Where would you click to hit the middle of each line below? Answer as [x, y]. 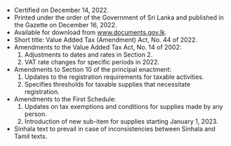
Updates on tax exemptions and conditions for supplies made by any [124, 107]
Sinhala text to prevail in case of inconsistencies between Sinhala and [114, 129]
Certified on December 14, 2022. [61, 10]
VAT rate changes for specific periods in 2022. [92, 62]
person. [35, 114]
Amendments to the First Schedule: [65, 99]
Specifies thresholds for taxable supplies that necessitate [107, 84]
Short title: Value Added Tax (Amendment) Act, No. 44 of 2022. [106, 40]
